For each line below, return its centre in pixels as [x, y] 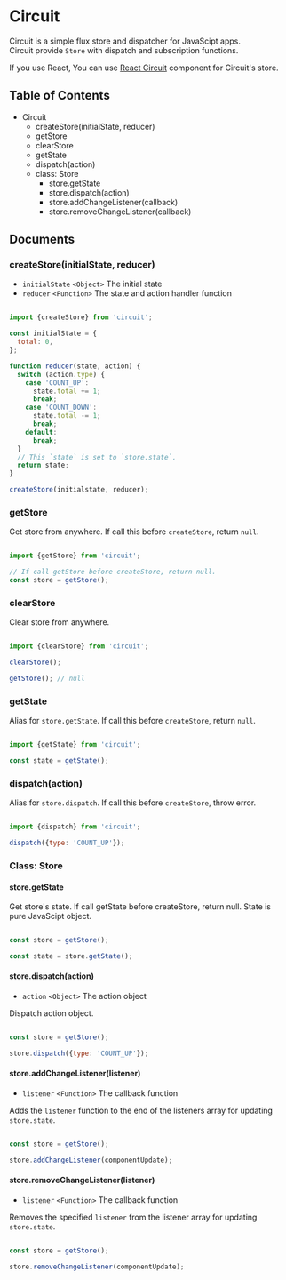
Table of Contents [60, 96]
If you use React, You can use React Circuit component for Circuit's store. [144, 68]
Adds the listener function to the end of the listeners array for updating [141, 1111]
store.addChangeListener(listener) [75, 1074]
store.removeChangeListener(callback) [120, 212]
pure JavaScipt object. [50, 916]
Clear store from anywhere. [60, 622]
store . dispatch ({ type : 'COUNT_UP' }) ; [79, 1053]
